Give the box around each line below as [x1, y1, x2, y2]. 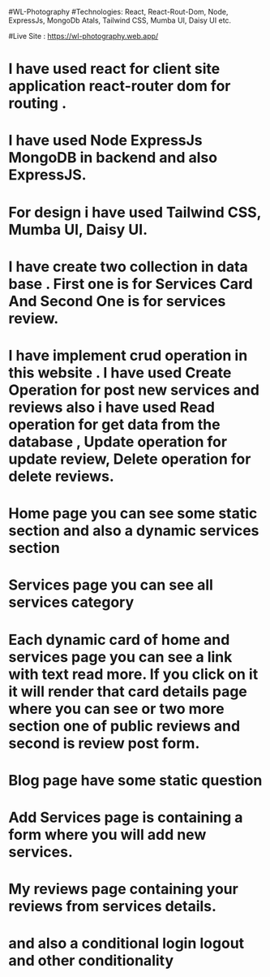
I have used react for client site [8, 60, 221, 78]
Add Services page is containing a [8, 808, 243, 827]
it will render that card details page [8, 682, 247, 701]
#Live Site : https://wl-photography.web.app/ [8, 32, 159, 41]
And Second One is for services [8, 292, 226, 310]
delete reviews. [8, 467, 115, 486]
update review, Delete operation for [8, 450, 251, 468]
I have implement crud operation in [8, 346, 248, 365]
